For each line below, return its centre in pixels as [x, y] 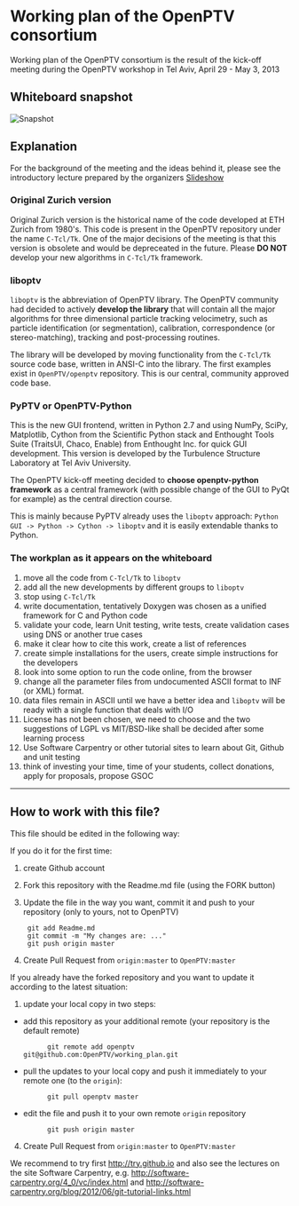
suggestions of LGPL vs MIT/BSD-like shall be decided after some [143, 728]
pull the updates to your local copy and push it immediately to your [145, 1071]
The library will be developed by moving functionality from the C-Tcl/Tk [141, 355]
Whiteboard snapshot [71, 97]
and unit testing [51, 757]
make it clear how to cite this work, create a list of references [134, 643]
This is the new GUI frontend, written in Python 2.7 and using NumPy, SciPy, [149, 425]
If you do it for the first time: [61, 851]
